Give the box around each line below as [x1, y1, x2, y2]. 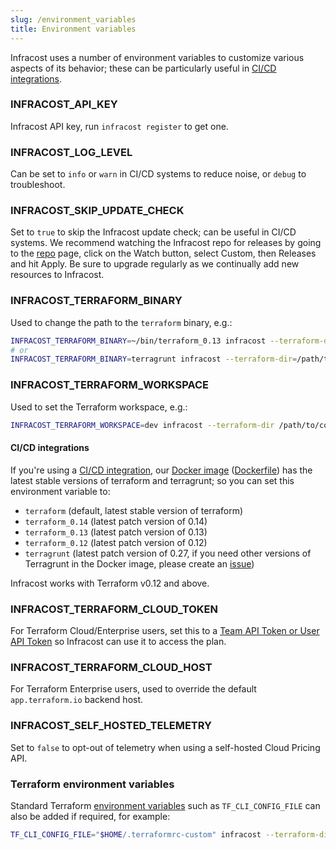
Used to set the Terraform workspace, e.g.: [10, 401, 188, 413]
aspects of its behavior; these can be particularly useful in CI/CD [10, 62, 277, 74]
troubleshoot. [10, 179, 66, 191]
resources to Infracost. [10, 269, 105, 281]
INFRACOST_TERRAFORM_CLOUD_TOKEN [10, 602, 218, 616]
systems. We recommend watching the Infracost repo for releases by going [10, 237, 322, 249]
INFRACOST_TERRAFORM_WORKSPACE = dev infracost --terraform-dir [10, 420, 275, 430]
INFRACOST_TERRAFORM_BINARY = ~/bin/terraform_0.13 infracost [10, 336, 267, 346]
